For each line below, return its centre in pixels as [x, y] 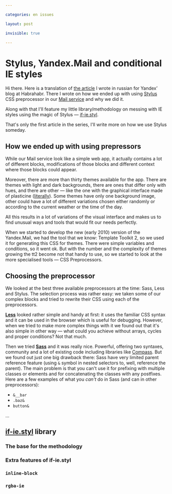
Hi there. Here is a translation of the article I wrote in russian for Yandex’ [81, 89]
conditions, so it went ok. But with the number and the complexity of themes [86, 249]
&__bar [20, 395]
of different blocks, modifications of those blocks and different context [80, 164]
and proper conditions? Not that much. [46, 336]
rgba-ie [15, 486]
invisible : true [23, 33]
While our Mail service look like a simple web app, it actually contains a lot [84, 159]
